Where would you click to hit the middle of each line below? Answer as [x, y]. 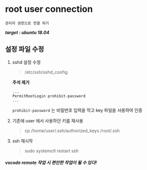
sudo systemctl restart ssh [52, 151]
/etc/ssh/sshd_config [46, 72]
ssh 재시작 [22, 141]
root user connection [49, 9]
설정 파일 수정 [25, 49]
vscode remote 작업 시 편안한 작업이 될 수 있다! [51, 163]
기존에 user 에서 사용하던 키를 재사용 [48, 120]
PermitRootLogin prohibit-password [49, 96]
